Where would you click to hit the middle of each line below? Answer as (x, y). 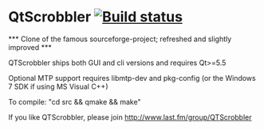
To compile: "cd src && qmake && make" (75, 101)
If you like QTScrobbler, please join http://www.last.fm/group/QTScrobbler (130, 117)
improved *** (30, 47)
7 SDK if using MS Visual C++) (58, 86)
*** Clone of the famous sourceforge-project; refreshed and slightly (120, 39)
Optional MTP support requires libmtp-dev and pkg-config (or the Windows (132, 78)
